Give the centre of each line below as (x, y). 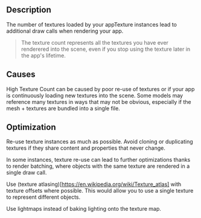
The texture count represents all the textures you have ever (95, 42)
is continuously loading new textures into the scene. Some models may (94, 95)
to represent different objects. (43, 197)
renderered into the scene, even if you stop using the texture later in (106, 49)
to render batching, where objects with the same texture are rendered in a (98, 166)
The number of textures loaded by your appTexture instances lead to (91, 24)
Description (29, 10)
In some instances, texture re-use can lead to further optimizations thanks (98, 160)
